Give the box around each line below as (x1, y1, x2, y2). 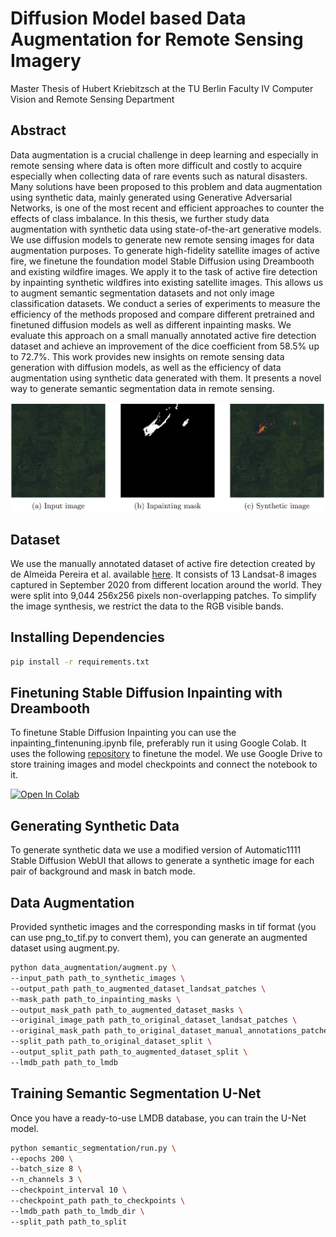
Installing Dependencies (10, 629, 165, 646)
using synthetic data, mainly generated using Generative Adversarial (10, 191, 293, 203)
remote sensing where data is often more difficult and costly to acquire (10, 159, 303, 171)
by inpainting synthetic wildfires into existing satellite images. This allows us (10, 276, 324, 288)
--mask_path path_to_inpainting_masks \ (10, 994, 182, 1004)
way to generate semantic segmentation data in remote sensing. (10, 382, 275, 394)
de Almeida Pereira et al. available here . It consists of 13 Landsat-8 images (10, 568, 317, 580)
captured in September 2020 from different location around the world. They (10, 578, 323, 591)
